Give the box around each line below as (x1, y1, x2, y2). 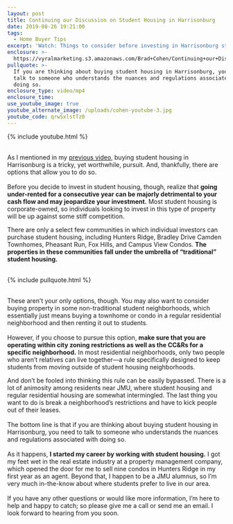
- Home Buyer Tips (13, 36, 67, 43)
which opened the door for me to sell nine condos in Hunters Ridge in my (7, 464, 216, 473)
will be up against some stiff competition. (7, 212, 125, 220)
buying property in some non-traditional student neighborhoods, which (7, 304, 210, 312)
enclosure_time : (7, 94, 54, 101)
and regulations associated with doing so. (7, 435, 126, 444)
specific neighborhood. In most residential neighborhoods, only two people (7, 348, 225, 356)
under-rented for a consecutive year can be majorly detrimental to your (7, 190, 217, 198)
